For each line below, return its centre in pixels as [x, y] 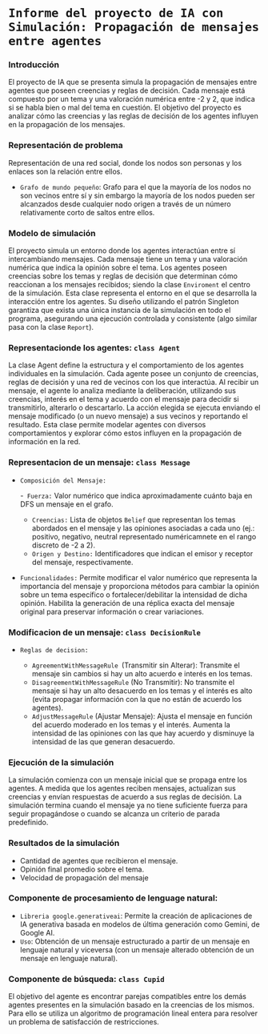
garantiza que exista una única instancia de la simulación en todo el [120, 311]
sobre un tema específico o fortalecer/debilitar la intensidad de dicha [134, 595]
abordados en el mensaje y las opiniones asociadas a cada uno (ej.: [143, 528]
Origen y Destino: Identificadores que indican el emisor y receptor [142, 553]
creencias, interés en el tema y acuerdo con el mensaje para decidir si [124, 399]
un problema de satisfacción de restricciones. [84, 1022]
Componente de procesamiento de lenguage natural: [113, 898]
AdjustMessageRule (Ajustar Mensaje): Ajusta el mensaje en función [142, 716]
